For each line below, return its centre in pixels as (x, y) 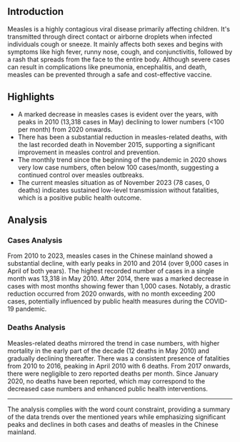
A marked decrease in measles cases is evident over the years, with (118, 114)
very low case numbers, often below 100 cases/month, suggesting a (118, 167)
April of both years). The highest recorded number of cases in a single (111, 271)
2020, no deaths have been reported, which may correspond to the (106, 381)
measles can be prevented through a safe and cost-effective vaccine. (110, 74)
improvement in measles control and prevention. (89, 152)
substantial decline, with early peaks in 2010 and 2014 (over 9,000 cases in (118, 263)
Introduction (36, 12)
